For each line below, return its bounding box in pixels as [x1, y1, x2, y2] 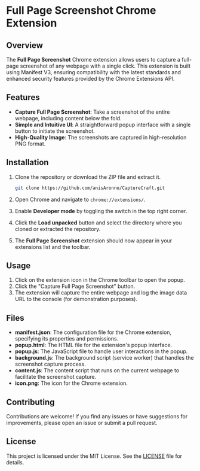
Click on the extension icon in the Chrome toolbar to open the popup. [14, 276, 185, 284]
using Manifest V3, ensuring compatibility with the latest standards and [6, 69, 181, 75]
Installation [6, 157, 49, 168]
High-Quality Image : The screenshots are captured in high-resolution [14, 133, 187, 141]
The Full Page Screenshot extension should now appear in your [14, 237, 173, 244]
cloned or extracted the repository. [14, 225, 101, 232]
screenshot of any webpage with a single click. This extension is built [20, 62, 191, 69]
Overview [6, 40, 44, 50]
